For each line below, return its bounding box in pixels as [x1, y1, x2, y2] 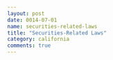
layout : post [7, 10, 45, 17]
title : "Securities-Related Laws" [7, 29, 107, 37]
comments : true [7, 42, 51, 49]
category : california [7, 36, 70, 43]
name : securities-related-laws [7, 23, 98, 30]
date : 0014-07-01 [7, 17, 58, 23]
